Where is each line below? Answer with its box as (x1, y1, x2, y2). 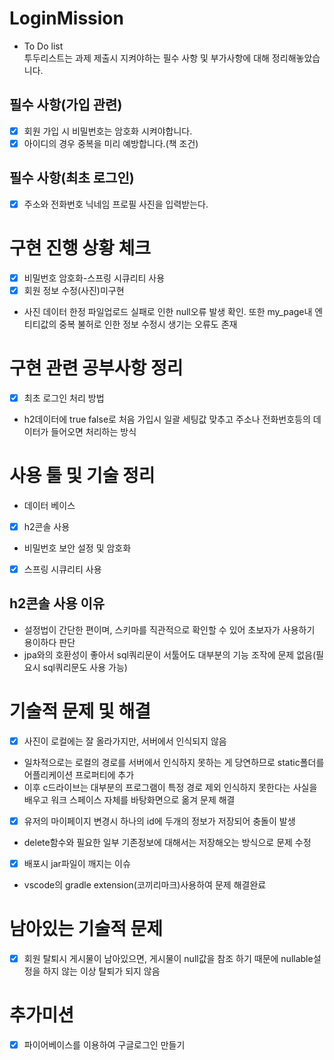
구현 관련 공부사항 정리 (9, 357, 184, 379)
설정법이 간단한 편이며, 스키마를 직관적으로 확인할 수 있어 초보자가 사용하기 (23, 623, 316, 636)
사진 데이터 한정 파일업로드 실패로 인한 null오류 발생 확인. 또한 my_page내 (23, 305, 313, 317)
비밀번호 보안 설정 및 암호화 (23, 542, 132, 554)
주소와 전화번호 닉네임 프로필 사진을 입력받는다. (23, 198, 209, 210)
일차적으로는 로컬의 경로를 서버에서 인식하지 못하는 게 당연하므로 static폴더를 (23, 756, 325, 768)
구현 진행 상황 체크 (9, 237, 151, 259)
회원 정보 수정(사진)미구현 (23, 284, 125, 296)
